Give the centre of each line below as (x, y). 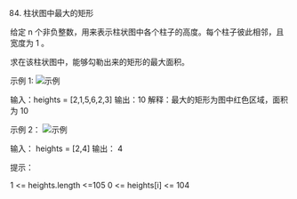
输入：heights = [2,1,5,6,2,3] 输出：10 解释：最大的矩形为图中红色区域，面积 (149, 99)
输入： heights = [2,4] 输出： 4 (67, 148)
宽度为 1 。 (30, 43)
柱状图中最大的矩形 (58, 13)
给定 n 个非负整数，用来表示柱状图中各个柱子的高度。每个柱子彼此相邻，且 (147, 32)
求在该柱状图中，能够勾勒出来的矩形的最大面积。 (100, 62)
